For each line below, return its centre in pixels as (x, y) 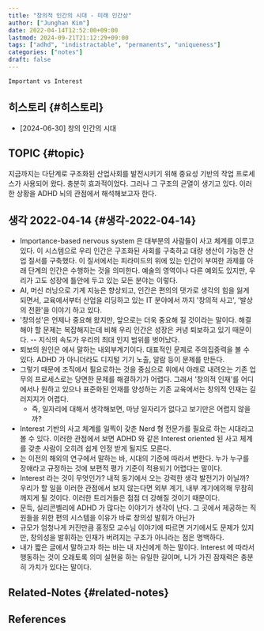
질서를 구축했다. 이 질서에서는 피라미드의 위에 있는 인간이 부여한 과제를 (137, 261)
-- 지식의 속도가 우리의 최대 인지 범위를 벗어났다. (105, 340)
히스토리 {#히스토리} (56, 108)
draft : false (30, 60)
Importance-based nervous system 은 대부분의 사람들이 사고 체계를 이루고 (137, 241)
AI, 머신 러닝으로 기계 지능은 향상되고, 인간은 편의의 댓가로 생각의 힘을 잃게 (134, 290)
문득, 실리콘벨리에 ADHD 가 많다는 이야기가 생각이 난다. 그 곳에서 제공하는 (134, 508)
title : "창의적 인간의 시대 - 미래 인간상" (70, 15)
